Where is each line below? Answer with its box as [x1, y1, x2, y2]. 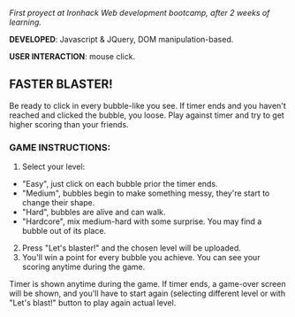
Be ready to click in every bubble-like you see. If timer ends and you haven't [9, 100, 287, 111]
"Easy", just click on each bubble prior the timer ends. [21, 179, 218, 189]
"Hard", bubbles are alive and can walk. [21, 207, 166, 218]
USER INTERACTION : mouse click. [9, 51, 135, 61]
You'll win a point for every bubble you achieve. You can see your [21, 252, 261, 263]
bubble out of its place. [21, 226, 107, 236]
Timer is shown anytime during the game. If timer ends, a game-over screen [9, 279, 286, 290]
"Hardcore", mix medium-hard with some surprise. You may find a [21, 216, 262, 227]
